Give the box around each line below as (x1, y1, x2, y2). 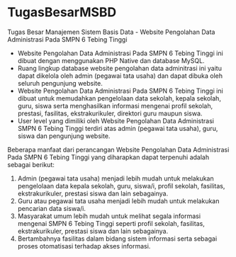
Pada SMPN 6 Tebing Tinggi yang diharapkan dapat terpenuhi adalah (7, 153, 210, 161)
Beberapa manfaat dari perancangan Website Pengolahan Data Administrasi (7, 145, 230, 154)
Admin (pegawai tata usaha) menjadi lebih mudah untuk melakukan (17, 174, 214, 183)
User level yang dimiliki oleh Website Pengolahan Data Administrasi (17, 116, 215, 125)
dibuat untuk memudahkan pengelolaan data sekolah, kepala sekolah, (17, 93, 222, 103)
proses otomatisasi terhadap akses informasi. (17, 241, 151, 250)
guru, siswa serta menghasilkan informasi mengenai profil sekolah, (17, 101, 213, 110)
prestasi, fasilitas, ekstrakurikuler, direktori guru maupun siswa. (17, 109, 203, 118)
